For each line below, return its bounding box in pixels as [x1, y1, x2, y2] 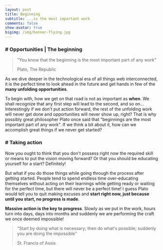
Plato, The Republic [17, 66, 56, 72]
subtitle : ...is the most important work [5, 16, 91, 21]
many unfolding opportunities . [5, 86, 68, 92]
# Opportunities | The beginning [5, 46, 83, 53]
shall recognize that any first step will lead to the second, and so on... [5, 101, 145, 107]
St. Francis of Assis [17, 240, 56, 246]
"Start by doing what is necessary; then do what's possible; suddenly [17, 225, 157, 231]
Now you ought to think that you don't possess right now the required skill [5, 150, 153, 156]
